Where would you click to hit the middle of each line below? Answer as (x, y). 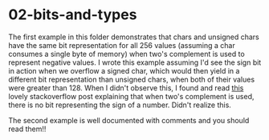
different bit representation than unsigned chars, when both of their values (132, 79)
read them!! (27, 129)
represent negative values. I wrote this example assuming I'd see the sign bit (135, 62)
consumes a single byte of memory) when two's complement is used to (126, 54)
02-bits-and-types (73, 15)
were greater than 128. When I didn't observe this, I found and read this (126, 88)
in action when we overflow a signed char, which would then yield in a (124, 70)
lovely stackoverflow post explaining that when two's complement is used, (131, 96)
